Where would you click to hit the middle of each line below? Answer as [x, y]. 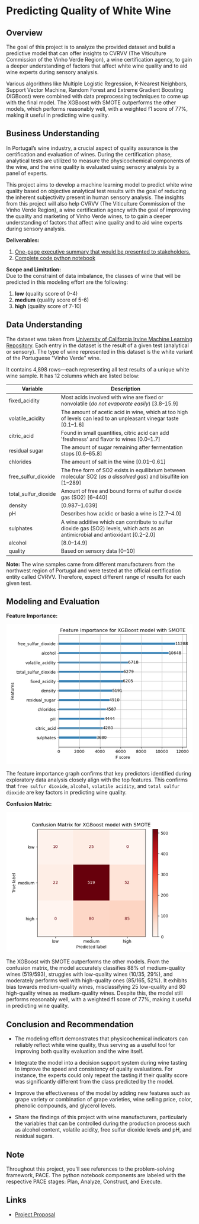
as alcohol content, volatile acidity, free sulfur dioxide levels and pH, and [103, 1130]
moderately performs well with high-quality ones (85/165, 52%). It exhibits [97, 981]
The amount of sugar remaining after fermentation [122, 447]
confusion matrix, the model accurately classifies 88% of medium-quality [96, 968]
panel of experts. [27, 173]
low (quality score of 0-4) [46, 293]
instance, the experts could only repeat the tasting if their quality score [101, 1075]
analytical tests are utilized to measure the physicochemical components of [98, 161]
